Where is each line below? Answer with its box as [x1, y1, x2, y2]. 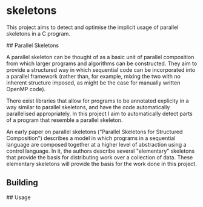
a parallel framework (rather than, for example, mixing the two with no [6, 72, 181, 80]
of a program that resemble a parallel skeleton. [6, 116, 123, 124]
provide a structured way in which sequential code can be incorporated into [6, 66, 196, 73]
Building [6, 177, 38, 188]
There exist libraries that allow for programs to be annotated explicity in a [6, 97, 189, 104]
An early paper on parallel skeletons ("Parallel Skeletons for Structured [6, 128, 183, 135]
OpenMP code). [6, 85, 46, 92]
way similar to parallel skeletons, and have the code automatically [6, 103, 170, 110]
